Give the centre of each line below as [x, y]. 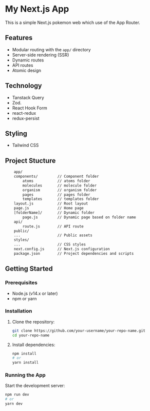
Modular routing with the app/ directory [51, 49]
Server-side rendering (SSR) [40, 55]
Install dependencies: [34, 345]
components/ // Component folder [56, 177]
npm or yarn [24, 298]
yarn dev [14, 404]
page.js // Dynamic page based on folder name [79, 217]
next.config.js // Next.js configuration [62, 249]
